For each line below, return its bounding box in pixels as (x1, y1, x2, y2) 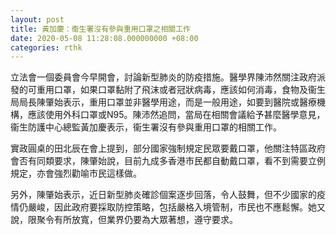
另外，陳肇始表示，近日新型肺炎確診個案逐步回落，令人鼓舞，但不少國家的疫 (10, 189, 326, 201)
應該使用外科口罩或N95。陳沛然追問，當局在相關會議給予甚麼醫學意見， (27, 109, 326, 121)
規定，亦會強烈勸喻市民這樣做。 (10, 167, 142, 180)
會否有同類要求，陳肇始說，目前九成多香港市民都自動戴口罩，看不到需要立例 (10, 155, 326, 167)
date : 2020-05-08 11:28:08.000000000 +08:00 (10, 33, 199, 43)
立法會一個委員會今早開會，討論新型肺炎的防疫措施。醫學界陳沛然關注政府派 (10, 71, 326, 83)
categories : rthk (10, 42, 83, 53)
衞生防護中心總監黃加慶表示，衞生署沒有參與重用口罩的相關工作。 (10, 121, 282, 133)
